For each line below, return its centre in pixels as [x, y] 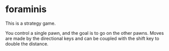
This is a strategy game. [31, 23]
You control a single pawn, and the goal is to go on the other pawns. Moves [85, 33]
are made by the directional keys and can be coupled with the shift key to [82, 38]
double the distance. [27, 43]
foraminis [26, 9]
